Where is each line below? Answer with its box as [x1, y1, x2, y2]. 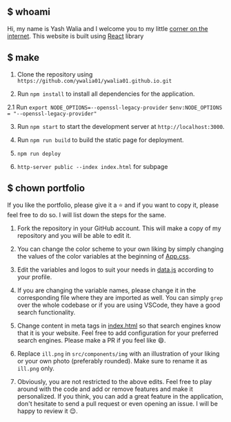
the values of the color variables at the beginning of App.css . [17, 252, 191, 261]
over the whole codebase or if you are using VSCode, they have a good [17, 301, 221, 310]
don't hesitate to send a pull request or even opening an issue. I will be [17, 400, 219, 408]
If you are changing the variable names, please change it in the [17, 286, 197, 294]
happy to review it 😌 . [17, 407, 78, 415]
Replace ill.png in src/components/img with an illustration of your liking [17, 350, 220, 358]
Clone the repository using [17, 70, 93, 79]
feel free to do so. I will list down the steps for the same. [7, 211, 167, 219]
